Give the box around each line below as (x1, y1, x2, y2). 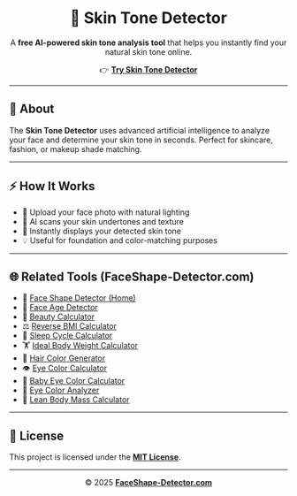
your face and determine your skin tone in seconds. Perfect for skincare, (9, 134, 274, 145)
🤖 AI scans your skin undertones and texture (21, 216, 184, 226)
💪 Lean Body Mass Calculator (21, 394, 130, 405)
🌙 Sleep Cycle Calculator (21, 331, 113, 341)
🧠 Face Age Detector (21, 302, 99, 313)
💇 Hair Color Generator (21, 353, 106, 363)
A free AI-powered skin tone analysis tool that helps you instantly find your (10, 37, 287, 48)
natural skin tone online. (104, 46, 193, 57)
